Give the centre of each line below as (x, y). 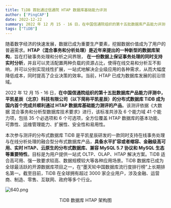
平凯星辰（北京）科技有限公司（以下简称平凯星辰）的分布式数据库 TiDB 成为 (85, 99)
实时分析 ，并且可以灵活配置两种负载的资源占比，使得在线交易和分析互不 (81, 63)
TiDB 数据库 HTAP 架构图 (85, 200)
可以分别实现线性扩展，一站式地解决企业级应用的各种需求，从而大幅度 (92, 70)
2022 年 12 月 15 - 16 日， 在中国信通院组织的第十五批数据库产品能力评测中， (85, 93)
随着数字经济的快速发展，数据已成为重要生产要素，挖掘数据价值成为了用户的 (85, 44)
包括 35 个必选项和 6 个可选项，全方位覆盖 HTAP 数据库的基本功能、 (90, 118)
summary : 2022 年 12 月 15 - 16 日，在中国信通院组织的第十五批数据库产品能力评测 (85, 24)
